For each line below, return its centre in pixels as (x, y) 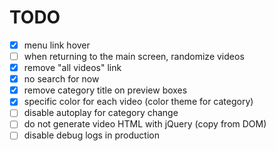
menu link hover (57, 45)
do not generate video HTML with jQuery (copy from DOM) (145, 124)
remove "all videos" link (72, 68)
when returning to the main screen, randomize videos (134, 56)
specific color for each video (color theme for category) (138, 102)
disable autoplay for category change (101, 113)
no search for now (61, 79)
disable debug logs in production (91, 135)
